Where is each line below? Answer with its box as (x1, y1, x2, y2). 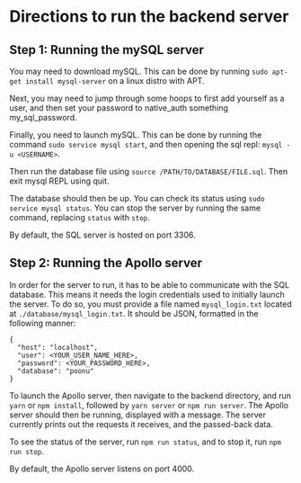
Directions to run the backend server (9, 6, 289, 27)
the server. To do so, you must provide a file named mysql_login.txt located (9, 299, 292, 309)
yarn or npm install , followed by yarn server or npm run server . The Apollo (9, 399, 289, 410)
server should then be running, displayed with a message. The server (9, 409, 267, 420)
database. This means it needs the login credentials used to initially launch (9, 289, 285, 300)
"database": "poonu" (17, 366, 94, 375)
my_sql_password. (9, 112, 78, 122)
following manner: (9, 318, 76, 328)
